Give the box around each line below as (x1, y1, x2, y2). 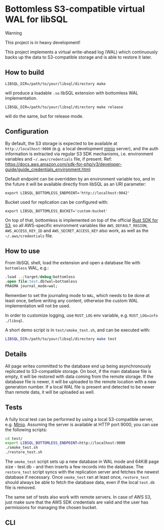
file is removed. (5, 484, 36, 490)
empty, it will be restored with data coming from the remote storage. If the (5, 373, 154, 379)
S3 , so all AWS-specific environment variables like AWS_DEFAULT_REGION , (5, 222, 148, 228)
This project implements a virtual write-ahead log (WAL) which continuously (5, 49, 158, 55)
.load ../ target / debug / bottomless (5, 275, 76, 279)
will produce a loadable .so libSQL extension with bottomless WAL (5, 90, 139, 96)
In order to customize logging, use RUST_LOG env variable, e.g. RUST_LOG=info (5, 312, 158, 318)
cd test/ (5, 436, 23, 441)
